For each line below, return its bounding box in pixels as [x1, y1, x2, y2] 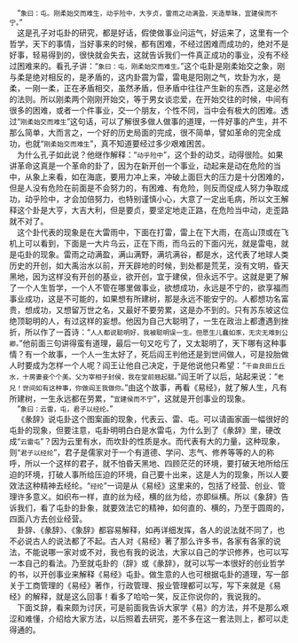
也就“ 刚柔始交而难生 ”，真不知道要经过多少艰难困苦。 [24, 138, 210, 149]
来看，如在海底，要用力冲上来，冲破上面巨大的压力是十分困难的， [47, 172, 289, 182]
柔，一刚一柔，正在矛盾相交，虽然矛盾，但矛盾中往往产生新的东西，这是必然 [9, 83, 289, 93]
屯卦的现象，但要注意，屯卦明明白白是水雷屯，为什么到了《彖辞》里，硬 [9, 425, 273, 435]
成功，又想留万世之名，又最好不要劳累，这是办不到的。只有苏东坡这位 [32, 305, 289, 315]
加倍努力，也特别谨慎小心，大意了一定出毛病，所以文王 [78, 194, 281, 204]
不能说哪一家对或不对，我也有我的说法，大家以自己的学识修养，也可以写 [24, 547, 289, 557]
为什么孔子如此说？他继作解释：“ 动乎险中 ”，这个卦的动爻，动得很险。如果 [17, 150, 284, 160]
